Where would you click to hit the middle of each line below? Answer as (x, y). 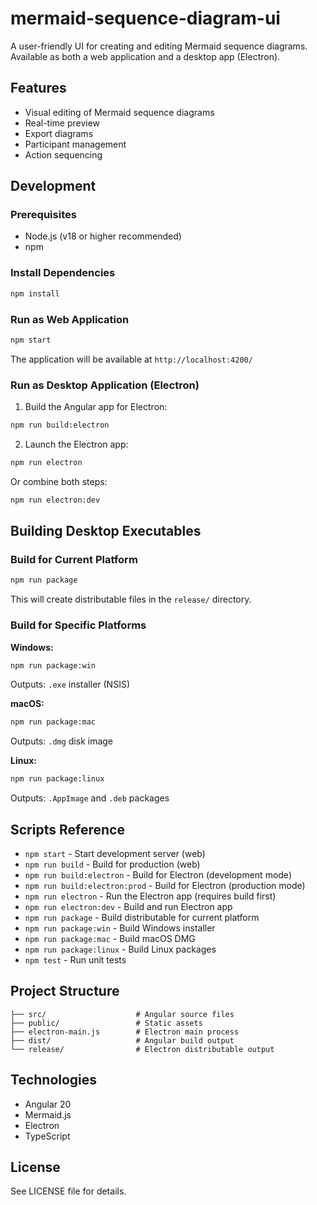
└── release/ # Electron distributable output (142, 1049)
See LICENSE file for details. (68, 1191)
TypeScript (47, 1136)
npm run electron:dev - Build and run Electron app (128, 906)
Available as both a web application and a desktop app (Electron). (145, 56)
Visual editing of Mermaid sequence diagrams (119, 112)
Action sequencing (63, 154)
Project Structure (65, 991)
